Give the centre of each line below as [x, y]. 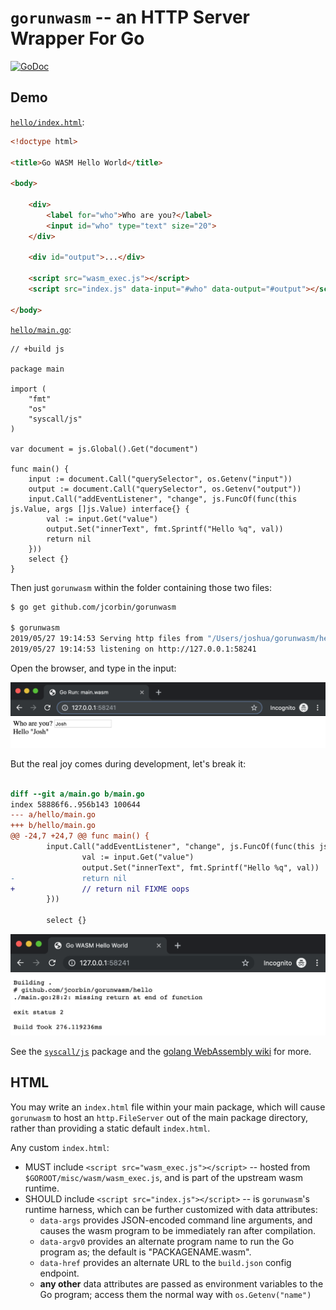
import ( [28, 389]
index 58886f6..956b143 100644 [75, 804]
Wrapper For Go [77, 38]
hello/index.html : [47, 122]
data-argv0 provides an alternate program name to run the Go [167, 1241]
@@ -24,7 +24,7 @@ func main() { [80, 836]
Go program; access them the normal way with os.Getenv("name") [175, 1294]
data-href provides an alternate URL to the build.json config [165, 1262]
